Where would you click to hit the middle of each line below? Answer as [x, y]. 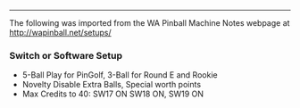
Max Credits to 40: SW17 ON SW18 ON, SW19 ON [112, 94]
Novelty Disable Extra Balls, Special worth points [112, 85]
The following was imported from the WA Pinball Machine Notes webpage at [150, 23]
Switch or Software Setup [66, 55]
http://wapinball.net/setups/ [60, 33]
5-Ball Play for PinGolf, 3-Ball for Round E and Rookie [120, 75]
